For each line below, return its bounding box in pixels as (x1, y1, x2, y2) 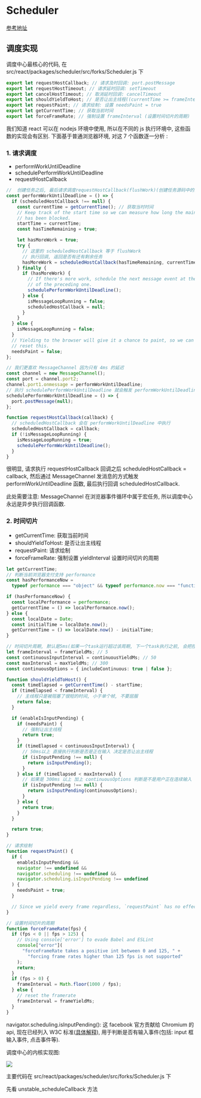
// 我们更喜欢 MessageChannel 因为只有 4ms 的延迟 (6, 365, 124, 371)
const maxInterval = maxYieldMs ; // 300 (6, 660, 109, 666)
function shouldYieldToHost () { (6, 677, 87, 683)
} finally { (17, 265, 47, 271)
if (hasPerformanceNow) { (6, 594, 71, 600)
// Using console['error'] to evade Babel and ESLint (17, 937, 154, 943)
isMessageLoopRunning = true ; (17, 437, 93, 443)
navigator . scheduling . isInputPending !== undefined (17, 876, 148, 882)
